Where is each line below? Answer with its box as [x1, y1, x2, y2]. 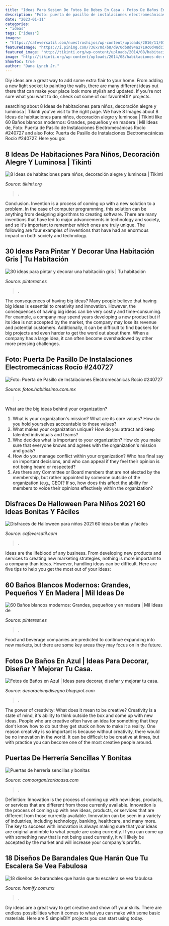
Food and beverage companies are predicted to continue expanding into [5, 637, 155, 643]
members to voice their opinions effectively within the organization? [12, 485, 153, 491]
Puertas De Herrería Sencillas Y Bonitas [5, 754, 132, 762]
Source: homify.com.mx [5, 885, 55, 891]
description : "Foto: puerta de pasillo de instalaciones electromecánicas [5, 12, 165, 17]
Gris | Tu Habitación [5, 255, 69, 263]
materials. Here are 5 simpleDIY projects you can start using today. [5, 915, 144, 921]
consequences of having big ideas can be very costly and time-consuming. [5, 308, 162, 314]
